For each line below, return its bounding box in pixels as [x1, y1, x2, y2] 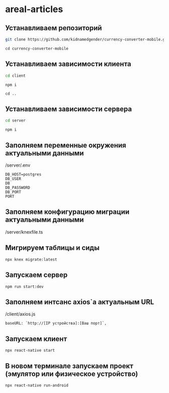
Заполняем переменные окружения [5, 141, 127, 149]
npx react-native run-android [5, 382, 69, 388]
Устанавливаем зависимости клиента [5, 60, 132, 69]
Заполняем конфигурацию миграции [5, 208, 130, 216]
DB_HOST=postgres [5, 172, 42, 177]
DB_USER [5, 177, 22, 182]
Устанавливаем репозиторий [5, 24, 102, 32]
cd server [5, 118, 26, 123]
